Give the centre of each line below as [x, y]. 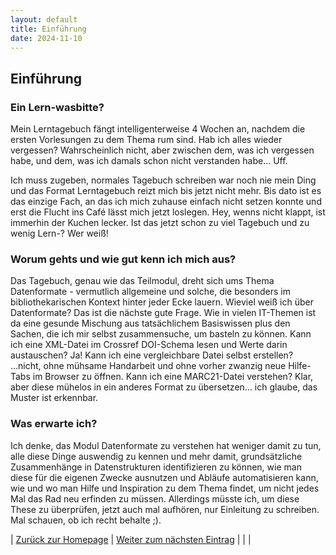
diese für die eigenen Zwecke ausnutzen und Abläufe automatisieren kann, [164, 477]
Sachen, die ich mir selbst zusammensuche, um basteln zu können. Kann [161, 334]
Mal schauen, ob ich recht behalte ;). [86, 520]
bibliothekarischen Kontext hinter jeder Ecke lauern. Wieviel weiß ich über [162, 302]
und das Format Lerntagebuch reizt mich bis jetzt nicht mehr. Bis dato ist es [166, 191]
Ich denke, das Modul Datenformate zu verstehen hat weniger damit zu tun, [166, 445]
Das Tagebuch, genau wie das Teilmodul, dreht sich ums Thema [142, 281]
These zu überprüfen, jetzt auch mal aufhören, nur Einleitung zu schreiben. [165, 509]
